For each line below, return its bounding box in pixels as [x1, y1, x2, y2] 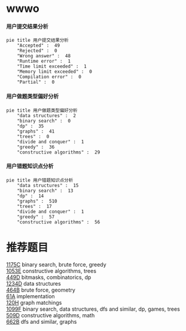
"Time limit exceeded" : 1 [17, 63, 87, 70]
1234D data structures [6, 280, 61, 287]
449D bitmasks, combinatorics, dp [6, 274, 92, 281]
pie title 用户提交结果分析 [6, 38, 69, 44]
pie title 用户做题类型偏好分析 [6, 107, 78, 114]
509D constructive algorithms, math [6, 311, 95, 318]
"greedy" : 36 [17, 144, 55, 150]
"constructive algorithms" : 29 [17, 149, 100, 155]
